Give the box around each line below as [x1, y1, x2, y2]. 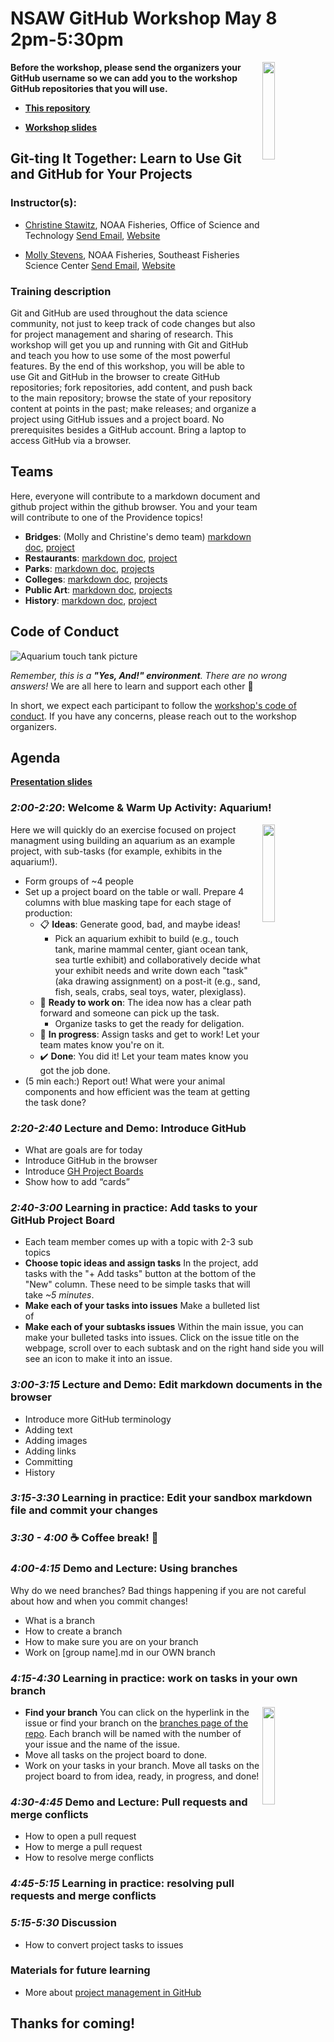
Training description [10, 284, 112, 298]
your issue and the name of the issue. [24, 1738, 181, 1750]
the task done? [24, 1096, 87, 1108]
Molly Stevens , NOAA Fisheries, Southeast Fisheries [24, 248, 240, 261]
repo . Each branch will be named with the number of [24, 1727, 242, 1739]
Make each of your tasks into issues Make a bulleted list [24, 1300, 260, 1312]
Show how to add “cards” [24, 1175, 130, 1187]
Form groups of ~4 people [24, 875, 134, 887]
